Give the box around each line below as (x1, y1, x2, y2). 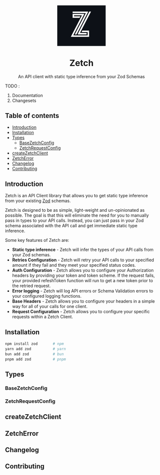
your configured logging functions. (12, 293, 82, 299)
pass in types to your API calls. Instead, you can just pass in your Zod (5, 218, 144, 223)
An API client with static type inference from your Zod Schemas (18, 73, 145, 79)
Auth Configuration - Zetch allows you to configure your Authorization (12, 268, 154, 273)
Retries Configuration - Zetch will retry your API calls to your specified (12, 257, 154, 263)
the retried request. (12, 283, 51, 289)
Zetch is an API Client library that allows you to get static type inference (5, 193, 148, 199)
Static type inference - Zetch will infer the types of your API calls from (12, 247, 154, 253)
